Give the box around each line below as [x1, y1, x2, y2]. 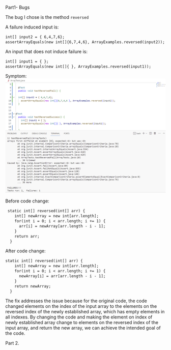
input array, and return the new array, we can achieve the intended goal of [5, 325, 161, 331]
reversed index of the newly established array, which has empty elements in [5, 309, 165, 315]
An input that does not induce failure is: [5, 48, 88, 54]
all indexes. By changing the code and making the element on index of [5, 314, 153, 320]
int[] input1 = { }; [5, 59, 49, 64]
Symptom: [5, 73, 27, 79]
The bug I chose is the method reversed [5, 14, 89, 20]
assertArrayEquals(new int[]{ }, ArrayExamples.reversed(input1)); [5, 64, 152, 69]
